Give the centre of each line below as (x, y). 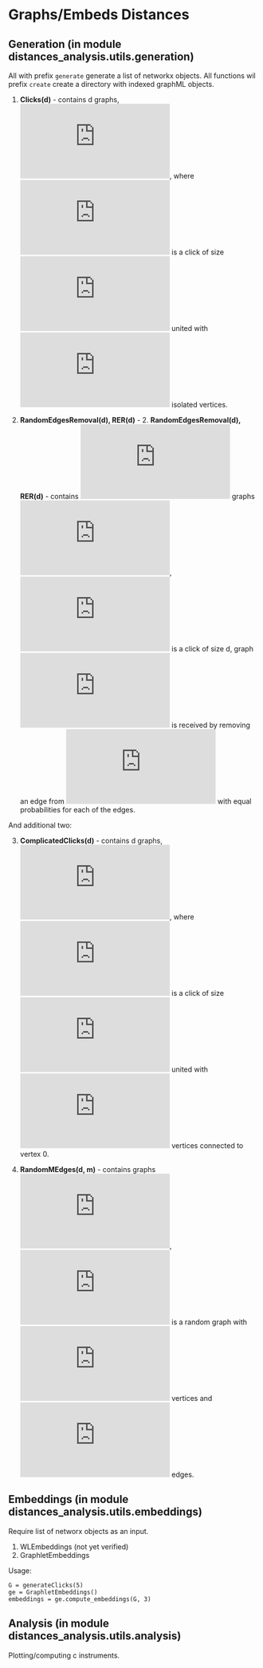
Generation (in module (65, 44)
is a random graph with (209, 1322)
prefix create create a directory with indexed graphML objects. (111, 84)
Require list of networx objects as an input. (79, 1531)
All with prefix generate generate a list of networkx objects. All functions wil (132, 76)
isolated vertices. (200, 405)
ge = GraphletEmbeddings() (53, 1592)
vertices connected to (207, 1145)
